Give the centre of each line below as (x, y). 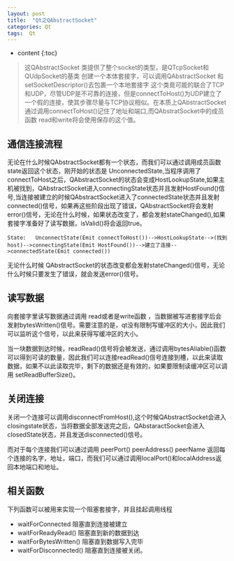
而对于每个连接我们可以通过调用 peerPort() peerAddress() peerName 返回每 (116, 449)
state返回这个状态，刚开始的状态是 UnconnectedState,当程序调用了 (104, 171)
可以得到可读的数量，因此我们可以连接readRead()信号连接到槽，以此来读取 (115, 357)
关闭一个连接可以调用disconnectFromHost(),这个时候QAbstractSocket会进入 (117, 417)
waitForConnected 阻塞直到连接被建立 (72, 524)
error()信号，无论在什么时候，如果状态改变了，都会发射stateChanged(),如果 (116, 214)
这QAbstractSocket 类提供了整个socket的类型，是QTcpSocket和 (117, 68)
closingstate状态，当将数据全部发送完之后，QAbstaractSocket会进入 (106, 425)
